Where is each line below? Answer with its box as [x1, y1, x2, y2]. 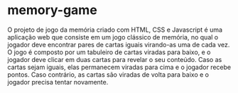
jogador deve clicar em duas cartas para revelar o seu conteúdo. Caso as [7, 55, 222, 63]
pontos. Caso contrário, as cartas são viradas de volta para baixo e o [7, 70, 210, 79]
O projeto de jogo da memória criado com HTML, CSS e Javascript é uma [7, 25, 222, 34]
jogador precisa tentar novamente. [7, 77, 109, 86]
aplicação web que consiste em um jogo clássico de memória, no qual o [7, 32, 219, 41]
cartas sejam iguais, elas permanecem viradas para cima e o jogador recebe [7, 63, 232, 71]
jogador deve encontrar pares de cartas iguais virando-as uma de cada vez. [7, 40, 230, 49]
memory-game [7, 2, 97, 18]
